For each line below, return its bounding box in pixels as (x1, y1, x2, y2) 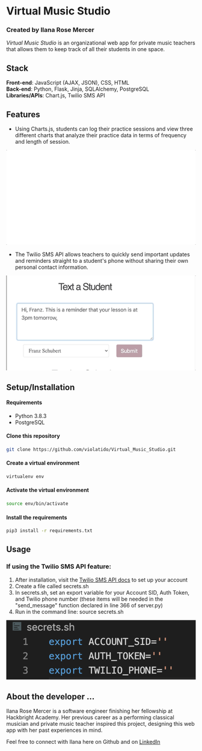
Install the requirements (6, 513, 67, 521)
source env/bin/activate (6, 501, 69, 507)
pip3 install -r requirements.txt (6, 528, 93, 534)
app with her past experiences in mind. (6, 726, 103, 734)
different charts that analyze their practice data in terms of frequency (14, 132, 187, 139)
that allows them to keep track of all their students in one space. (6, 46, 165, 53)
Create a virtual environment (6, 459, 80, 467)
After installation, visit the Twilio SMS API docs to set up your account (14, 576, 188, 583)
